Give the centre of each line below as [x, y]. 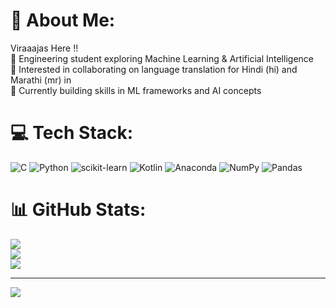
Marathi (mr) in [41, 80]
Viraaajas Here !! [44, 48]
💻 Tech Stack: [72, 133]
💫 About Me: [63, 20]
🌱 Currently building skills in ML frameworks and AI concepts [136, 90]
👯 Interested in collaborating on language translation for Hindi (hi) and [154, 69]
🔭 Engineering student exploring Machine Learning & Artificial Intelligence [162, 58]
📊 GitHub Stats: [78, 210]
